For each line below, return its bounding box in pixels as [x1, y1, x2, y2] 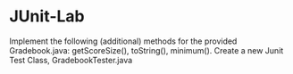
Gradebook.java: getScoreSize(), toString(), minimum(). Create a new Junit [9, 45, 284, 55]
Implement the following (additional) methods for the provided [9, 36, 238, 46]
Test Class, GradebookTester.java [9, 54, 133, 65]
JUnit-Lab [9, 6, 85, 27]
